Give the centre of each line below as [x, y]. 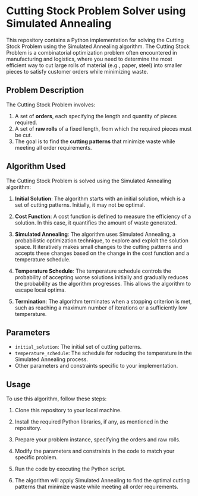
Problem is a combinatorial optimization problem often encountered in [92, 52]
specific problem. [36, 457]
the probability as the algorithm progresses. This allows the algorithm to [103, 283]
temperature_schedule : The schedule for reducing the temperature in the [103, 353]
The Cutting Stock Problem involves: [51, 105]
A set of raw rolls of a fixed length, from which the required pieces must [103, 128]
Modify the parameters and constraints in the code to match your [95, 451]
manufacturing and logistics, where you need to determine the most [89, 59]
